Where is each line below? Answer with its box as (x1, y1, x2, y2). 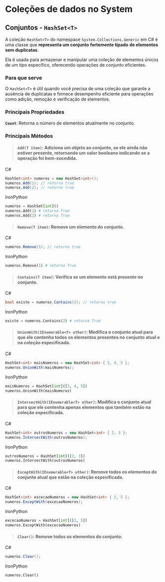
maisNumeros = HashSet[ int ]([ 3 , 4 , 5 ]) (5, 384, 88, 388)
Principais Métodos (5, 132, 53, 139)
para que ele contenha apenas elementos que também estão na (17, 404, 151, 410)
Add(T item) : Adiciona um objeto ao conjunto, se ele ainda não (17, 145, 148, 151)
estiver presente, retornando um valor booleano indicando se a (17, 150, 150, 156)
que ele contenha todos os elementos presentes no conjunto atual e (17, 334, 160, 340)
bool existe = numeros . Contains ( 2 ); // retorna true (5, 300, 116, 305)
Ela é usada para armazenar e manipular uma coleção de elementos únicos (5, 57, 159, 63)
